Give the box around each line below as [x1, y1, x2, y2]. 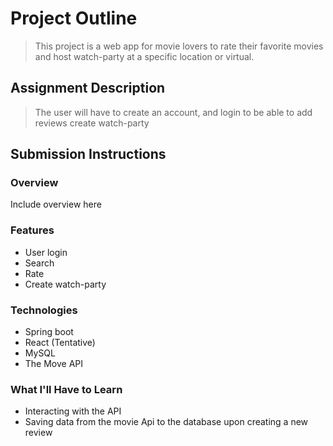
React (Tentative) [24, 337, 96, 349]
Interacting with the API [24, 405, 122, 417]
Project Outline [10, 7, 138, 30]
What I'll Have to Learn [10, 382, 123, 396]
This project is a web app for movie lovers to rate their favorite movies [34, 40, 324, 52]
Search [24, 257, 55, 269]
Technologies [10, 303, 78, 317]
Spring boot [24, 326, 74, 338]
